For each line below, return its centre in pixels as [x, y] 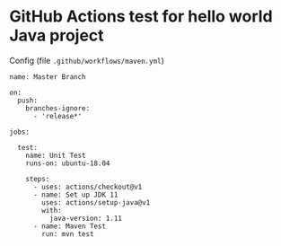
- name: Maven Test [69, 226]
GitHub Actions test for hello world [141, 17]
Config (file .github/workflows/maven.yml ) [87, 60]
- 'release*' [57, 116]
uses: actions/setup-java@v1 [96, 202]
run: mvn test [68, 234]
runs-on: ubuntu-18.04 [68, 163]
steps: [38, 179]
